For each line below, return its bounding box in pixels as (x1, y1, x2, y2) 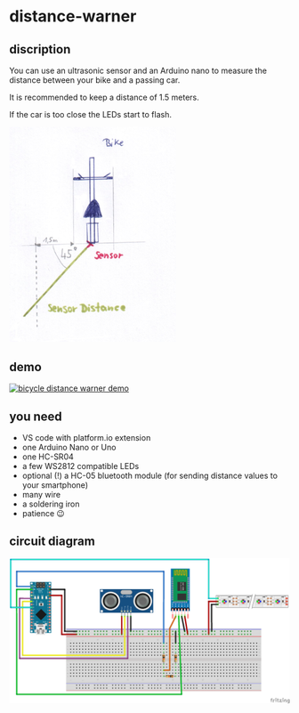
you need (9, 409, 62, 424)
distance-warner (9, 6, 137, 27)
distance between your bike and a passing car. (9, 75, 181, 85)
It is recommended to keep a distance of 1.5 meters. (9, 92, 200, 102)
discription (9, 42, 71, 57)
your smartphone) (21, 480, 89, 490)
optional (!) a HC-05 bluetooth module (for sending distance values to (21, 470, 279, 482)
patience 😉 (21, 508, 65, 519)
